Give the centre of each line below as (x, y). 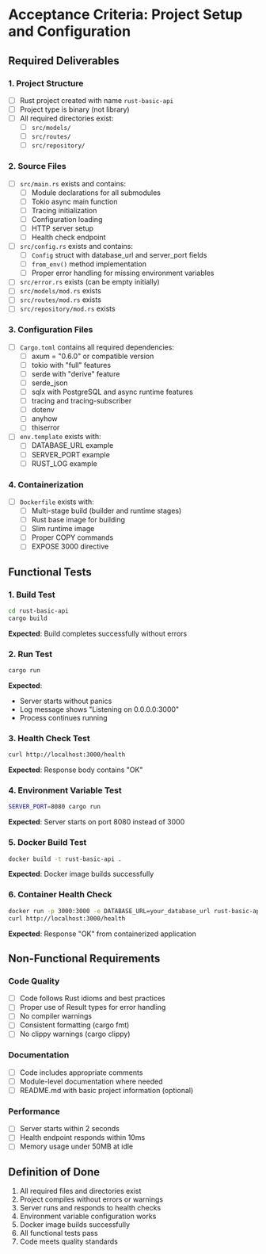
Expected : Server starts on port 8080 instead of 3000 (97, 822)
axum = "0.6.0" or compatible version (93, 356)
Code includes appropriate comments (81, 1072)
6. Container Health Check (60, 895)
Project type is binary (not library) (74, 109)
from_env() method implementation (89, 264)
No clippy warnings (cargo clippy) (75, 1034)
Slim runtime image (63, 529)
